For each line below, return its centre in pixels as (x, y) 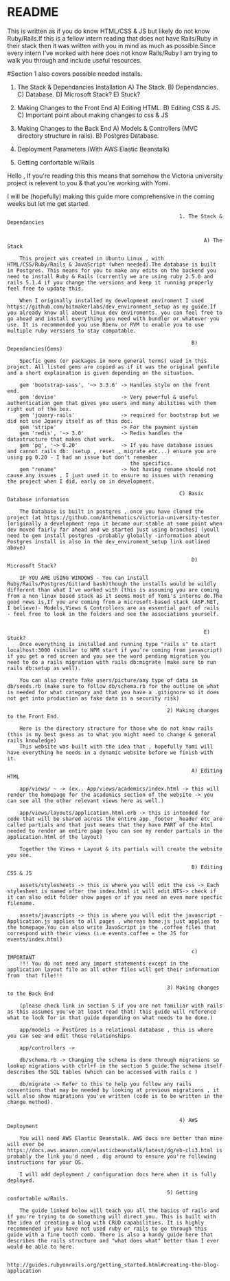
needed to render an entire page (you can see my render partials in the (115, 831)
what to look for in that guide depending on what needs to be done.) (110, 1018)
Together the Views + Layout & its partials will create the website (121, 849)
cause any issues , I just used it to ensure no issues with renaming (110, 475)
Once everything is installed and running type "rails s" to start (118, 644)
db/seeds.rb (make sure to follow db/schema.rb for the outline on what (113, 686)
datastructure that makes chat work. (61, 439)
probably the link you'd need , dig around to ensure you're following (112, 1156)
